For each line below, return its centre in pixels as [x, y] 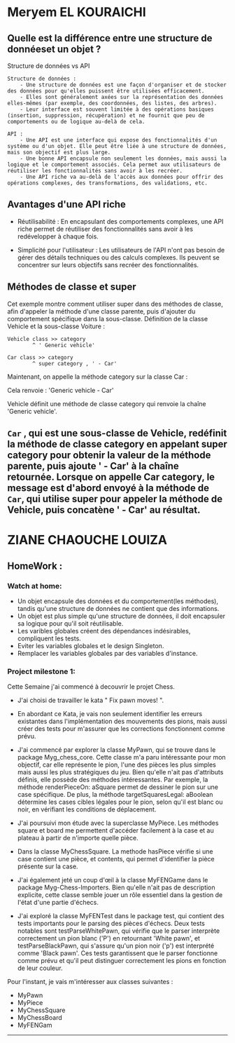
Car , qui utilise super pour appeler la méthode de [115, 499]
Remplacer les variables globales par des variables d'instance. [107, 653]
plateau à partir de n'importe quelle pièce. [78, 838]
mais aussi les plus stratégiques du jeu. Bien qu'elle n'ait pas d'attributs [120, 772]
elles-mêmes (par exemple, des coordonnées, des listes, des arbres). [112, 103]
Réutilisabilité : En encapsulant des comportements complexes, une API [120, 221]
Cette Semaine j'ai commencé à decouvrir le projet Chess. [91, 687]
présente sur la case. [48, 866]
